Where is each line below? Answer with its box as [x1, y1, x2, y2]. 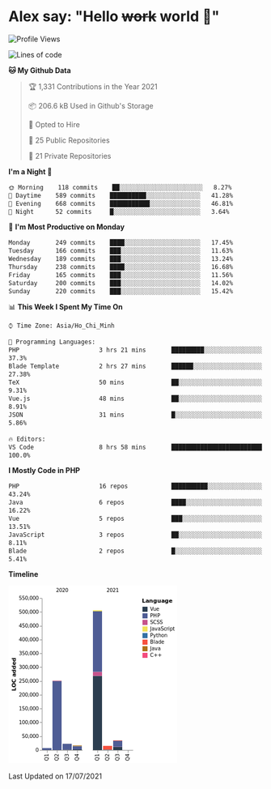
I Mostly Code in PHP [8, 465, 81, 475]
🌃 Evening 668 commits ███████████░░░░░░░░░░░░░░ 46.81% [8, 199, 233, 207]
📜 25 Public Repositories [28, 135, 111, 145]
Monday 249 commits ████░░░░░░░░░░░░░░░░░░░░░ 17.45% [8, 238, 233, 246]
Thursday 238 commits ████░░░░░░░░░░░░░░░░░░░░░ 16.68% [8, 262, 233, 271]
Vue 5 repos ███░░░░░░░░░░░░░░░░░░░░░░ [8, 514, 263, 522]
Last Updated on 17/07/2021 [8, 771, 103, 781]
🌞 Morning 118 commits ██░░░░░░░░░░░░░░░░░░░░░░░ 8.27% [8, 183, 232, 191]
